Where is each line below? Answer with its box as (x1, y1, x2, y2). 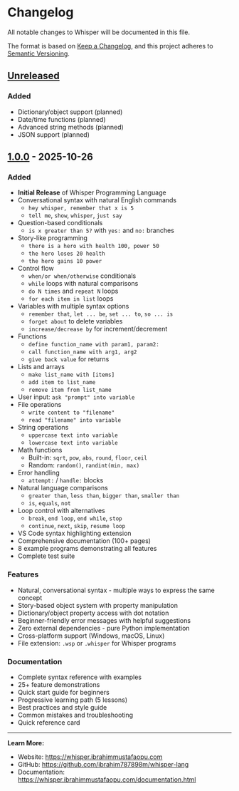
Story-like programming (17, 234, 87, 242)
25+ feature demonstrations (17, 680, 100, 688)
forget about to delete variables (28, 317, 123, 326)
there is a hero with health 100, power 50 (28, 243, 160, 250)
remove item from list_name (28, 386, 112, 394)
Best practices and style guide (17, 703, 107, 711)
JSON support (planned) (17, 130, 90, 139)
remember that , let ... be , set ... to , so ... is (28, 309, 174, 318)
